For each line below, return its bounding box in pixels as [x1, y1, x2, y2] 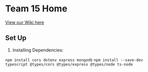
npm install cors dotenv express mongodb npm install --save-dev [5, 58, 143, 63]
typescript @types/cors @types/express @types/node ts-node [5, 62, 133, 67]
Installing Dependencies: [12, 47, 63, 53]
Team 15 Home [5, 3, 67, 14]
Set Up [5, 34, 26, 42]
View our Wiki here [5, 19, 44, 25]
